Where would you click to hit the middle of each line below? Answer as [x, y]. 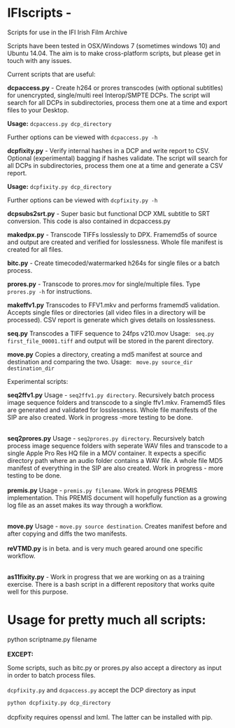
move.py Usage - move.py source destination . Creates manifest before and [117, 526]
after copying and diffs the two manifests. [67, 534]
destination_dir [31, 369]
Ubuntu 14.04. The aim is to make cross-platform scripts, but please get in [114, 53]
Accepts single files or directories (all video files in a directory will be [107, 312]
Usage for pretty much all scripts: [107, 620]
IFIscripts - [40, 13]
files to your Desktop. [38, 110]
